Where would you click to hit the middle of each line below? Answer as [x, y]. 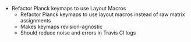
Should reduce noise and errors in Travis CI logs [78, 33]
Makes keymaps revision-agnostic [61, 26]
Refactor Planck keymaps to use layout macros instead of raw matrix [102, 14]
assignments [36, 20]
